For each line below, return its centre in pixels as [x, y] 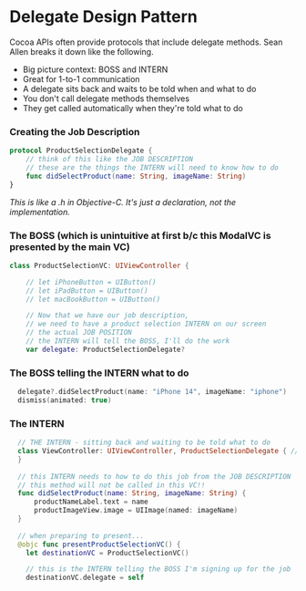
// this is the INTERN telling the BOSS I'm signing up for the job [158, 569]
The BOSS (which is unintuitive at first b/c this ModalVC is [140, 235]
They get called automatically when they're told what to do [133, 108]
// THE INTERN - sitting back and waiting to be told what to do [144, 443]
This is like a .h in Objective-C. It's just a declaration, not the [123, 202]
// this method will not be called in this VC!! [112, 485]
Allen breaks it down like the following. [82, 51]
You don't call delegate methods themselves [106, 98]
